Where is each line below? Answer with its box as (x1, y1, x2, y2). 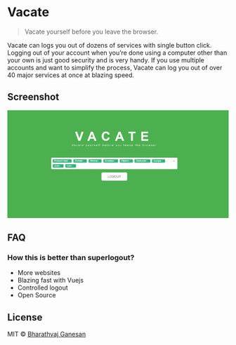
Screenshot (7, 91, 60, 103)
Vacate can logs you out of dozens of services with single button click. (7, 41, 212, 49)
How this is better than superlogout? (7, 252, 135, 262)
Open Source (17, 291, 56, 299)
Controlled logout (17, 283, 68, 292)
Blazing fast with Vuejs (17, 276, 84, 285)
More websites (17, 269, 61, 277)
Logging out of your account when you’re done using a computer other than (7, 48, 228, 57)
